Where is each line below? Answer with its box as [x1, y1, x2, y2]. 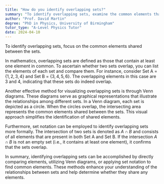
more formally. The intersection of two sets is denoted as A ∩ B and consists [5, 129, 159, 134]
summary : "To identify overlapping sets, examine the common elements [5, 12, 152, 17]
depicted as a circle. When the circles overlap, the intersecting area [5, 103, 141, 109]
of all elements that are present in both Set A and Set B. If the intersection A [5, 134, 157, 140]
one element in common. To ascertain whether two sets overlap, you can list [5, 63, 159, 69]
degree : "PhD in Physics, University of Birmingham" [5, 20, 115, 26]
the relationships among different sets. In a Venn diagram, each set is [5, 99, 144, 104]
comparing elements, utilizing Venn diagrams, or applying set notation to [5, 159, 151, 164]
